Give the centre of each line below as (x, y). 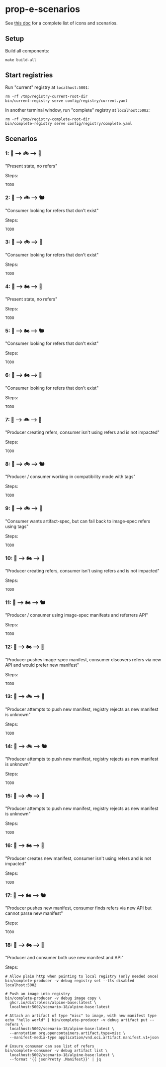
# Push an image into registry (38, 994)
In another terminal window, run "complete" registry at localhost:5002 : (78, 110)
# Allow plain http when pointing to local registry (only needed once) (82, 977)
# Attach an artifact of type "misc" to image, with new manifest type (81, 1016)
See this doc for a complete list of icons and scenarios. (61, 23)
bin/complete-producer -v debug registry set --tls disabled (70, 981)
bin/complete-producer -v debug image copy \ (53, 998)
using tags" (17, 526)
